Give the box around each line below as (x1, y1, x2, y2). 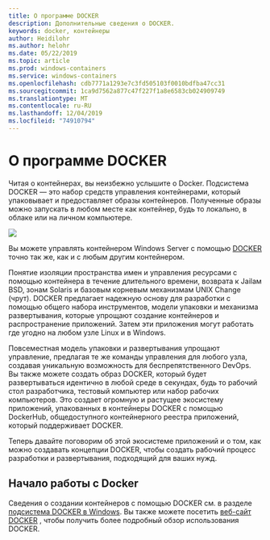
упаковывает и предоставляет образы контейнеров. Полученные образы (8, 195, 262, 205)
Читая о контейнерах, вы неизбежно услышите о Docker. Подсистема (8, 178, 249, 188)
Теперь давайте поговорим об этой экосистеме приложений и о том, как (8, 436, 262, 446)
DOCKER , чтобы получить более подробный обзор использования (8, 515, 239, 525)
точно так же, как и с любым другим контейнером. (8, 252, 185, 262)
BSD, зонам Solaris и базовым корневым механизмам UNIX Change (8, 284, 242, 295)
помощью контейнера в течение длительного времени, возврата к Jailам (8, 276, 262, 286)
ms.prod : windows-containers (8, 65, 106, 73)
